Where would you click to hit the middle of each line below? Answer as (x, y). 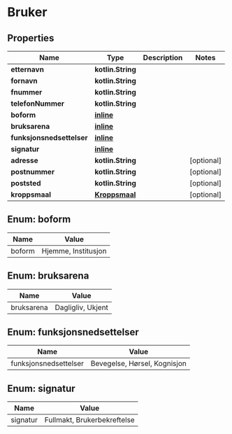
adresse (24, 160)
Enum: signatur (41, 388)
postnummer (32, 172)
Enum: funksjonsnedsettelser (73, 332)
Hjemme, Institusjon (74, 251)
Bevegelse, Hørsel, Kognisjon (138, 363)
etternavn (27, 69)
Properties (31, 38)
